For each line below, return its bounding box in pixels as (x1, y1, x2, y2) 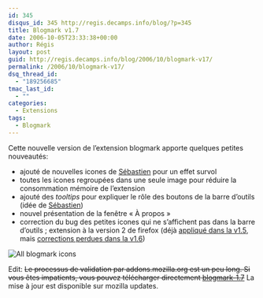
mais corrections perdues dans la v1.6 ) (19, 233, 146, 243)
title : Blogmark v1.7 (8, 26, 80, 34)
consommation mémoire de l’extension (19, 183, 146, 193)
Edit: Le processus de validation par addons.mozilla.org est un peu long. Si (8, 264, 250, 274)
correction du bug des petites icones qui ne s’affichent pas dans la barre (19, 217, 256, 226)
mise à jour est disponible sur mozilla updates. (8, 281, 159, 290)
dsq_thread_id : (8, 70, 58, 78)
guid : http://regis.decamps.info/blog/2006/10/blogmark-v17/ (8, 56, 213, 64)
